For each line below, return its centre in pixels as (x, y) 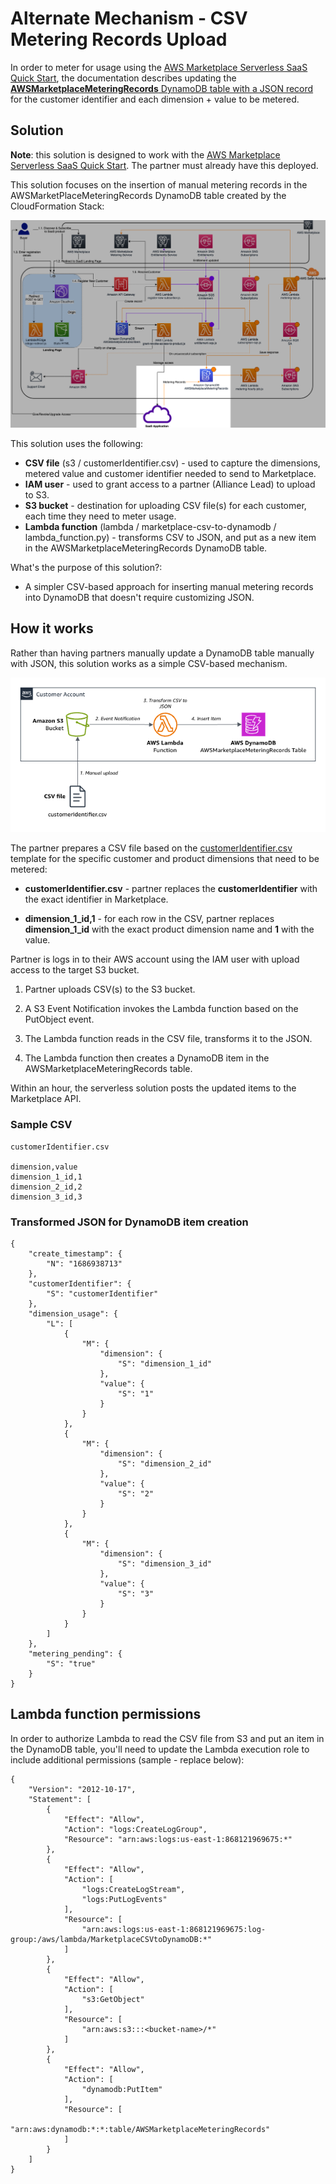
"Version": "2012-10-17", (82, 1789)
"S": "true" (71, 1664)
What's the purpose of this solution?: (86, 567)
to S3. (37, 494)
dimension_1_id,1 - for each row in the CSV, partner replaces (149, 919)
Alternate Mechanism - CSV (129, 18)
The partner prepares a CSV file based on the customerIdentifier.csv (151, 848)
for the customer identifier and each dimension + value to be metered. (155, 99)
